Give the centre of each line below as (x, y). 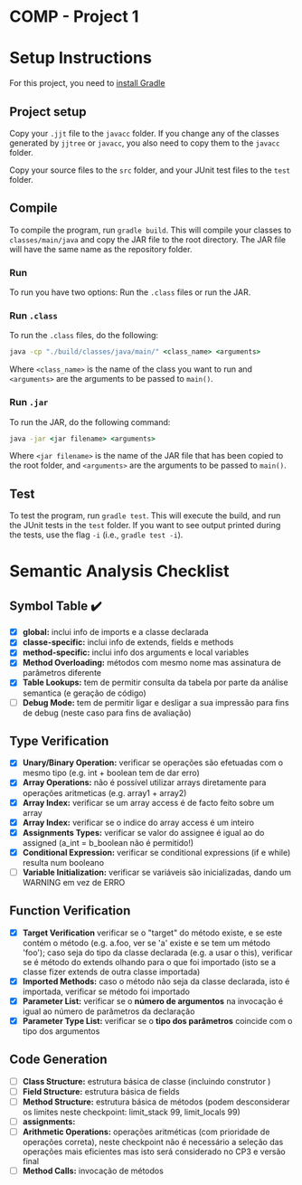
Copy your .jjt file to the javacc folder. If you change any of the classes (145, 133)
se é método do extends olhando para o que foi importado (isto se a (149, 962)
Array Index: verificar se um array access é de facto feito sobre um (148, 802)
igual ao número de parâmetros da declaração (109, 1011)
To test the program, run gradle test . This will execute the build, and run (145, 516)
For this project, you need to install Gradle (87, 83)
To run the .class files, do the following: (84, 336)
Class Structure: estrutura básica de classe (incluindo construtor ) (146, 1081)
